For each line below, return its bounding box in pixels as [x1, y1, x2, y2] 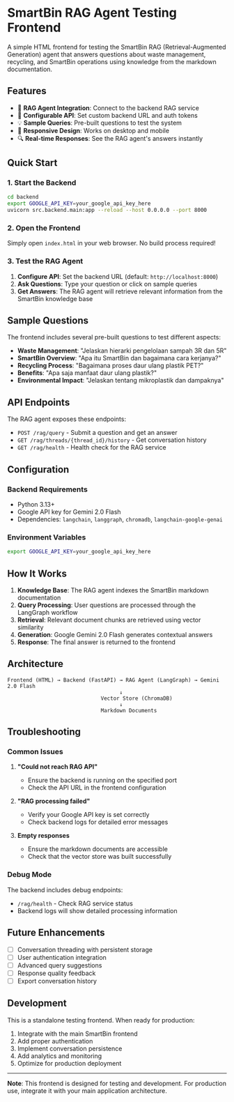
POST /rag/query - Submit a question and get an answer [17, 429, 178, 437]
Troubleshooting [7, 726, 81, 738]
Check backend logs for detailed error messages [27, 818, 169, 827]
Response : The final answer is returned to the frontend [17, 638, 176, 646]
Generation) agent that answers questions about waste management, [7, 50, 206, 59]
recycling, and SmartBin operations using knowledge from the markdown [7, 57, 217, 66]
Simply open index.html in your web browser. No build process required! [7, 239, 216, 247]
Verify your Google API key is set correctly [27, 811, 150, 819]
